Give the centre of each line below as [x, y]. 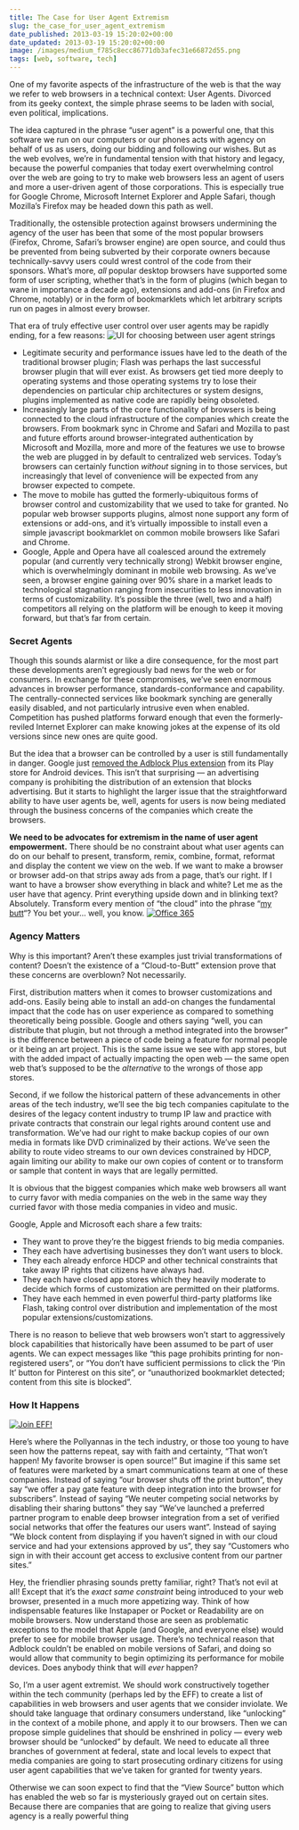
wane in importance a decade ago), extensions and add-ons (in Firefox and [147, 290]
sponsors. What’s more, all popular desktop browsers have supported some [148, 270]
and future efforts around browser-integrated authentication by [137, 438]
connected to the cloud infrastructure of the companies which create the [155, 419]
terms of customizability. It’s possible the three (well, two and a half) [147, 599]
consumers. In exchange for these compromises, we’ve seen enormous [140, 680]
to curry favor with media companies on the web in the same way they [138, 1197]
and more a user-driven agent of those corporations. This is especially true [147, 187]
